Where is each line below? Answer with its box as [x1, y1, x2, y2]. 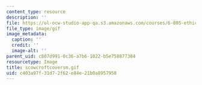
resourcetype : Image [6, 59, 58, 65]
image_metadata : [6, 31, 47, 37]
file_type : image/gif [6, 25, 61, 32]
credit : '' [11, 42, 39, 48]
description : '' [6, 14, 47, 20]
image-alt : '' [11, 48, 47, 54]
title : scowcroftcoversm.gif [6, 64, 79, 71]
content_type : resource [6, 8, 66, 15]
